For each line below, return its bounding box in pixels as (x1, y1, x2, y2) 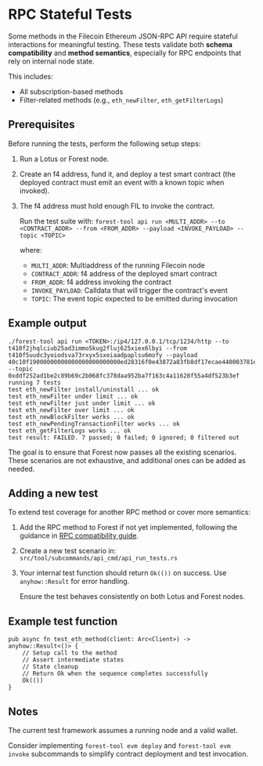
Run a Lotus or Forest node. (19, 154, 110, 163)
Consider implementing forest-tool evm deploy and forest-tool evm (8, 741, 231, 750)
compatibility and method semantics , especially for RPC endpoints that (8, 48, 242, 57)
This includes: (8, 71, 53, 81)
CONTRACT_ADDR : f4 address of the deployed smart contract (31, 268, 218, 278)
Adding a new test (8, 487, 99, 500)
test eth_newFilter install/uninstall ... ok (8, 385, 159, 393)
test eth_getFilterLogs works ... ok (8, 426, 131, 435)
